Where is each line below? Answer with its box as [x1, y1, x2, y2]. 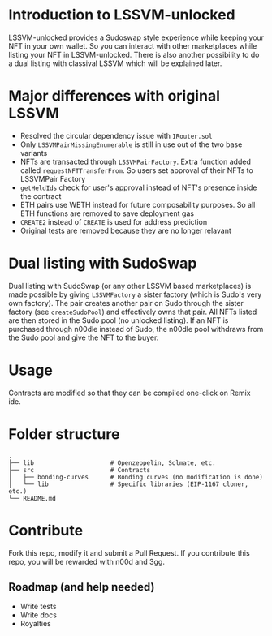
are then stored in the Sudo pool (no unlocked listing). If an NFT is [8, 315, 229, 325]
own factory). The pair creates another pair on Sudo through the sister [8, 298, 244, 307]
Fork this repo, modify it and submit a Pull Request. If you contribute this [8, 548, 250, 557]
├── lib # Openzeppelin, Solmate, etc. [8, 458, 217, 467]
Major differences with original [8, 87, 221, 105]
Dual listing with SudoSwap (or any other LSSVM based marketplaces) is [8, 281, 252, 290]
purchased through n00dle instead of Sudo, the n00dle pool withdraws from [8, 324, 264, 333]
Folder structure [8, 424, 120, 443]
